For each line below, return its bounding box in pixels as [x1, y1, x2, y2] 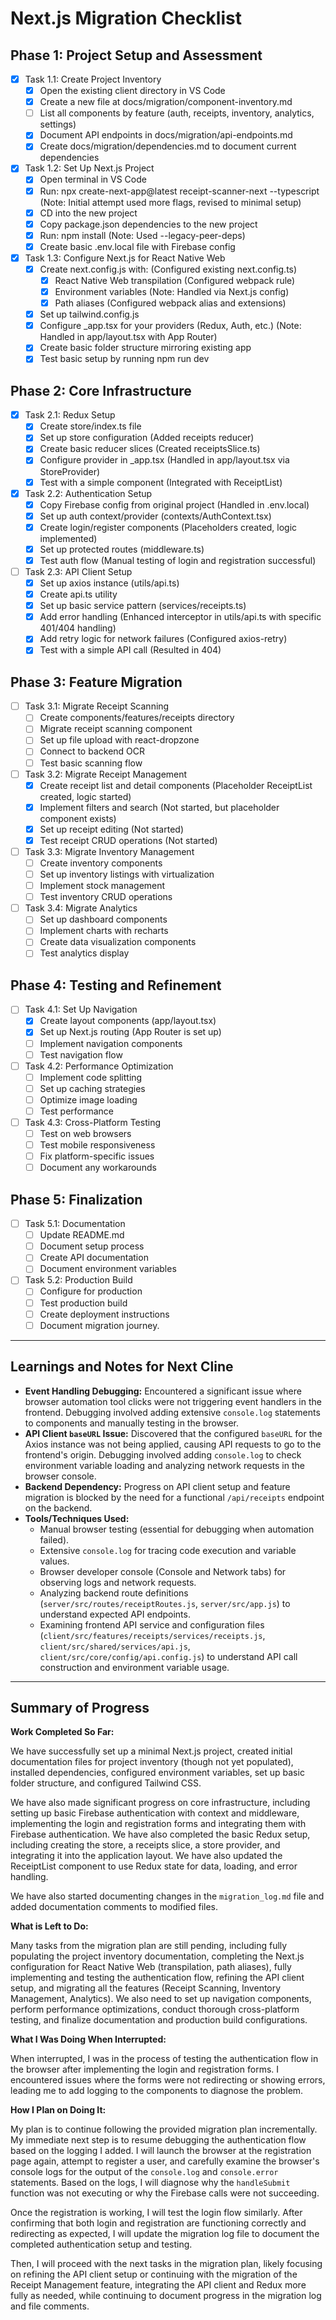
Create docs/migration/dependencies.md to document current [39, 140, 297, 152]
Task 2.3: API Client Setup [24, 565, 133, 577]
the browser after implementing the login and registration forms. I [10, 2063, 280, 2076]
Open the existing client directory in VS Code [39, 85, 226, 97]
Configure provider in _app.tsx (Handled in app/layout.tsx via [39, 454, 290, 466]
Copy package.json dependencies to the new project [39, 218, 258, 230]
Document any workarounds [39, 1162, 157, 1174]
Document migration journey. [39, 1319, 160, 1331]
